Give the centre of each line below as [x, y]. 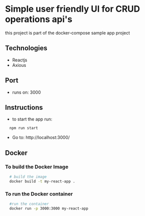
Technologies [26, 48]
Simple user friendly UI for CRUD [72, 9]
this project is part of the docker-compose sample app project [68, 33]
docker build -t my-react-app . [42, 181]
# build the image [28, 177]
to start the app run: [32, 119]
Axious [19, 65]
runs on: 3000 [26, 92]
